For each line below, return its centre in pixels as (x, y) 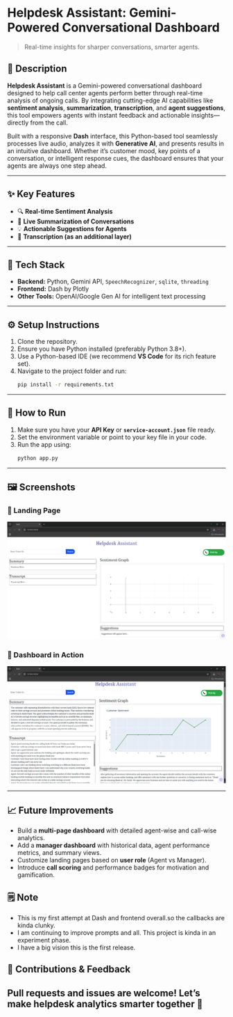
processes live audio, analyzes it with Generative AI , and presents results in (115, 143)
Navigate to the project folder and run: (72, 371)
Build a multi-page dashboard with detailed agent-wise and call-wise (117, 830)
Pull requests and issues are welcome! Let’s (104, 993)
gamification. (36, 874)
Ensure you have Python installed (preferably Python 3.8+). (102, 349)
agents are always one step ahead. (57, 166)
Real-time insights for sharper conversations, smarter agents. (112, 47)
